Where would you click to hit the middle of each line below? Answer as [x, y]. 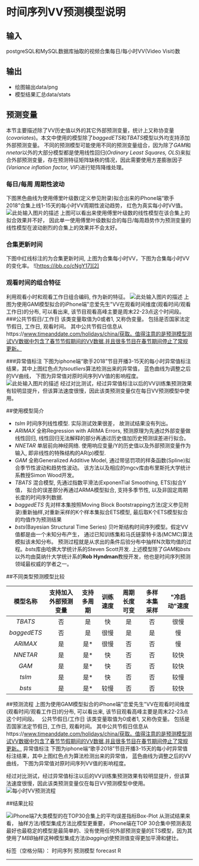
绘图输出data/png [36, 87]
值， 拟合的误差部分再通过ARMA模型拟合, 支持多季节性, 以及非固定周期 [101, 490]
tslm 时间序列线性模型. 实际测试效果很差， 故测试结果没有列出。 [93, 423]
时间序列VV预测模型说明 [66, 12]
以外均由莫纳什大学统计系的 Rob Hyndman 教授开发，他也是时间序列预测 [102, 556]
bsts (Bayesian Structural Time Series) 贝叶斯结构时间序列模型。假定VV [101, 527]
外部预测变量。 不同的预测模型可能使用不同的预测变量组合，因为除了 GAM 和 [99, 145]
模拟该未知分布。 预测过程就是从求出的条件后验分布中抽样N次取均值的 [100, 542]
